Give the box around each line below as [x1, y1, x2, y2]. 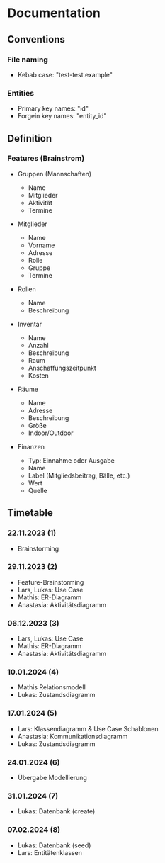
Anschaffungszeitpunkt [28, 363, 97, 372]
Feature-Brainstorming [17, 577, 84, 586]
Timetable [7, 507, 53, 519]
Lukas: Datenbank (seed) [17, 841, 91, 850]
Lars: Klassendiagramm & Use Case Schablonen [17, 724, 159, 733]
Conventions [7, 33, 66, 45]
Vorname [28, 241, 55, 249]
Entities [7, 88, 34, 98]
